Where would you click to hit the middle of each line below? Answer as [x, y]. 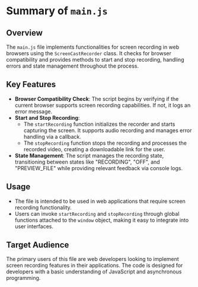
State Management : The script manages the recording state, [89, 155]
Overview [25, 33]
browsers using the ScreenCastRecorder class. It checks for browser [89, 53]
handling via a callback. [52, 136]
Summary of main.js [57, 11]
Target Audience [38, 245]
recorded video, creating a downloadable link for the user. [94, 149]
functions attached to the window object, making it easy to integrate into [102, 220]
